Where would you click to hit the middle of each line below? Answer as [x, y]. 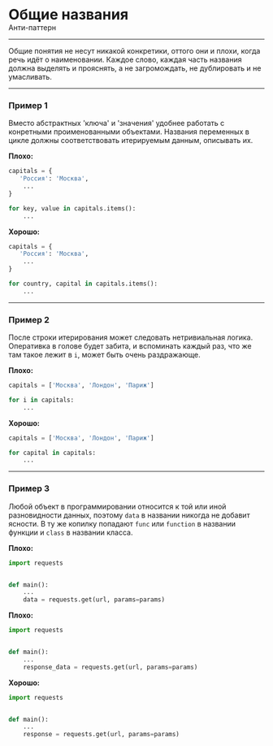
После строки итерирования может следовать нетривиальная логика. [131, 337]
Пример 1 [28, 105]
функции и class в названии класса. [71, 532]
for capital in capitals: [52, 453]
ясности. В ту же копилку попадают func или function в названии [122, 523]
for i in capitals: [41, 400]
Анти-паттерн [32, 28]
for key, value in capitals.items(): [72, 208]
